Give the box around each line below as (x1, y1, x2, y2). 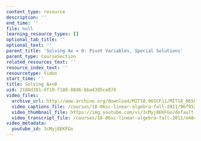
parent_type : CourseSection (6, 53, 77, 59)
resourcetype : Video (6, 70, 58, 76)
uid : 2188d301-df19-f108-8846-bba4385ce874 (6, 87, 117, 93)
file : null (6, 25, 33, 32)
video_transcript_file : (11, 115, 71, 121)
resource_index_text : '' (6, 64, 68, 71)
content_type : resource (6, 8, 66, 15)
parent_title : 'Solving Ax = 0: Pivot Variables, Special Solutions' (6, 48, 184, 54)
